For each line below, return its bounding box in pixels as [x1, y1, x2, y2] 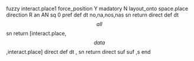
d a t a [93, 39, 105, 46]
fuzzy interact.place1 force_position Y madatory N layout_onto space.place [6, 5, 188, 12]
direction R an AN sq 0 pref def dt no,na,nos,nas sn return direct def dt [6, 11, 179, 18]
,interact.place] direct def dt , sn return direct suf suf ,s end [6, 49, 151, 55]
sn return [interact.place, [6, 30, 67, 37]
